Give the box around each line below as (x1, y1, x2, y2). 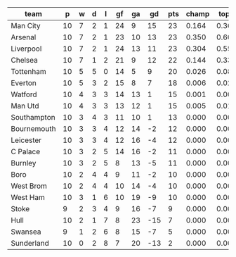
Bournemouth (11, 124, 56, 133)
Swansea (11, 227, 41, 237)
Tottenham (11, 67, 47, 76)
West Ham (11, 193, 46, 202)
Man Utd (11, 101, 39, 111)
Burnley (11, 158, 37, 168)
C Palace (11, 147, 41, 156)
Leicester (11, 135, 42, 145)
